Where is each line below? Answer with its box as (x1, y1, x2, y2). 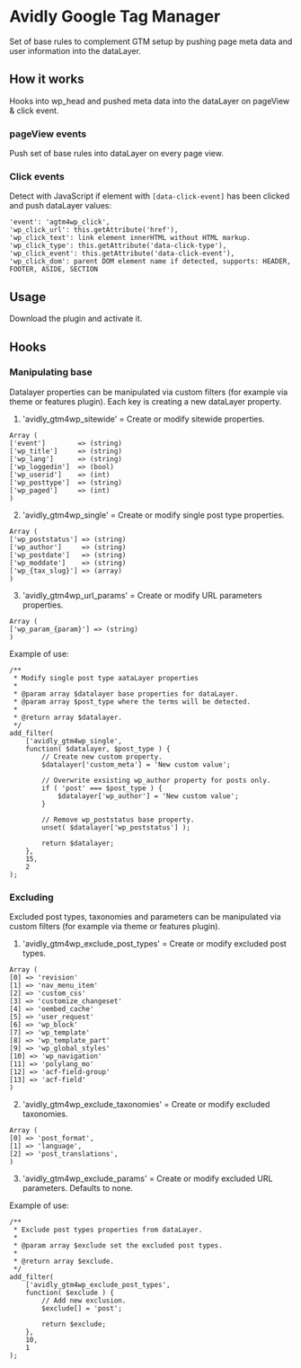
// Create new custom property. (41, 752, 164, 761)
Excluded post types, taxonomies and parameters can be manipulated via (9, 911, 281, 922)
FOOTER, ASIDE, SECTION (9, 265, 99, 274)
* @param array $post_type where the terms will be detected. (13, 697, 252, 706)
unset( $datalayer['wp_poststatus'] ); (41, 822, 191, 832)
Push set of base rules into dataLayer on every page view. (9, 148, 225, 159)
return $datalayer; (41, 839, 115, 848)
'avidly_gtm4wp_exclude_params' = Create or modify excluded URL (22, 1173, 273, 1184)
